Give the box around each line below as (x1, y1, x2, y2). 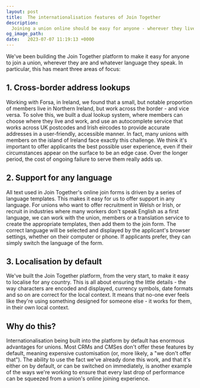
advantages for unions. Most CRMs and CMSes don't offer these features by (6, 343, 194, 350)
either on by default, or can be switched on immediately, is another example (6, 362, 192, 370)
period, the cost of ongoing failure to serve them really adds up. (6, 156, 162, 163)
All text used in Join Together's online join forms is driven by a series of (6, 188, 182, 195)
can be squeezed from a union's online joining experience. (6, 375, 150, 382)
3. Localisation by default (6, 257, 102, 267)
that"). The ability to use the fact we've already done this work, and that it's (6, 356, 191, 364)
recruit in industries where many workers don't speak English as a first (6, 207, 179, 215)
